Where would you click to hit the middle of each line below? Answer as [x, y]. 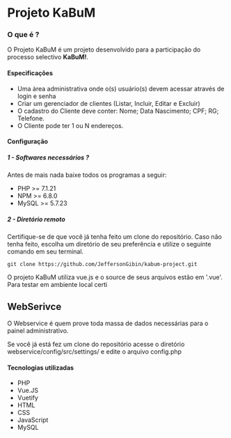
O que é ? [23, 35]
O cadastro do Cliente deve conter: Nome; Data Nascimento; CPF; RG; [118, 111]
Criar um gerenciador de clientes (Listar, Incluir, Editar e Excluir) [109, 103]
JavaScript [33, 420]
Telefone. [31, 118]
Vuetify [27, 398]
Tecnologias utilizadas [41, 368]
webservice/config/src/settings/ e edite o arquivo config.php [95, 352]
